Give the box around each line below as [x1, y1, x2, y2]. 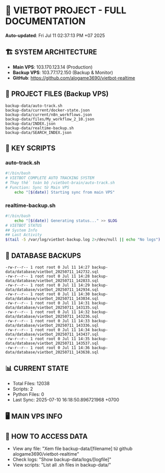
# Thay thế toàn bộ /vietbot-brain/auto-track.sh [5, 180, 115, 185]
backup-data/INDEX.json [5, 121, 56, 126]
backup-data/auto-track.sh [5, 103, 63, 108]
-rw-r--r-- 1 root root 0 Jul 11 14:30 [5, 291, 90, 297]
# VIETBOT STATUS [5, 223, 42, 228]
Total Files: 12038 [12, 380, 50, 386]
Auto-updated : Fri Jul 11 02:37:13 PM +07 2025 [5, 32, 105, 38]
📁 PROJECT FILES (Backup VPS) [5, 89, 109, 99]
